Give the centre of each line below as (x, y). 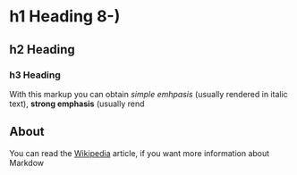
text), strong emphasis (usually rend (77, 104)
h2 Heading (42, 50)
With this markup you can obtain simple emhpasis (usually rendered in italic (148, 94)
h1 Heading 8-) (65, 17)
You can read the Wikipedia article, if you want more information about (140, 153)
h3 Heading (35, 75)
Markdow (27, 162)
